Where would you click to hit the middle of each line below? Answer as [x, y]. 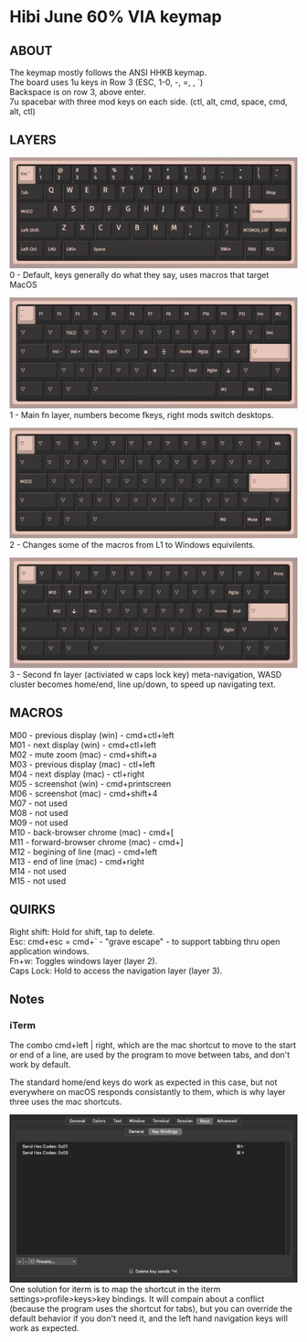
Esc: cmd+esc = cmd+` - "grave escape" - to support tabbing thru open [145, 941]
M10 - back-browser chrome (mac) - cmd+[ [92, 832]
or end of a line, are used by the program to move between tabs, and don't [150, 1055]
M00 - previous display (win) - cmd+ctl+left [92, 735]
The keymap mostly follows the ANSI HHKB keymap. [108, 72]
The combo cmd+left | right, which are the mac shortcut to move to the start [153, 1046]
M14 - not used [38, 871]
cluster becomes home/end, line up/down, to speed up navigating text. [143, 684]
